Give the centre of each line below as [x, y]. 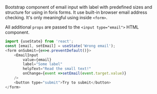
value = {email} [37, 60]
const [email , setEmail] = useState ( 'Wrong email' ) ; [60, 46]
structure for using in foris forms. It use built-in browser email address [76, 12]
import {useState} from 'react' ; [39, 41]
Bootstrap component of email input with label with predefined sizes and [79, 7]
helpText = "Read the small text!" [57, 69]
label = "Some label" [43, 64]
